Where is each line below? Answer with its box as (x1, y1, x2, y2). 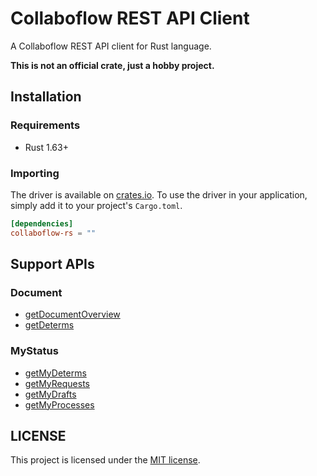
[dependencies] (10, 218, 74, 229)
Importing (10, 166, 60, 180)
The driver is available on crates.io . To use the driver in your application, (10, 188, 308, 201)
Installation (10, 88, 82, 106)
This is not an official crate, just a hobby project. (10, 59, 215, 71)
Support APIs (10, 256, 95, 273)
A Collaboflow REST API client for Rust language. (10, 40, 212, 52)
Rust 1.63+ (24, 141, 69, 153)
